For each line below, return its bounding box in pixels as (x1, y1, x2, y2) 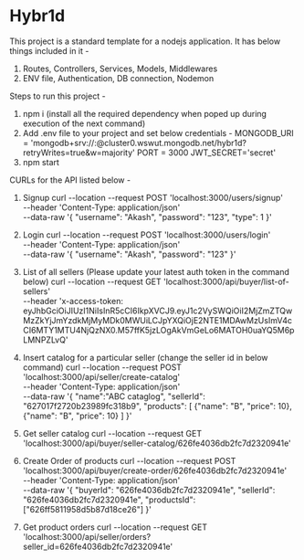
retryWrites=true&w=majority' (22, 147, 135, 158)
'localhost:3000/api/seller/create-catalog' (22, 371, 181, 382)
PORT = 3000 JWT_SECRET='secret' (136, 147, 277, 158)
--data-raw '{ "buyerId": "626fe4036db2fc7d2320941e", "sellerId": (22, 484, 276, 495)
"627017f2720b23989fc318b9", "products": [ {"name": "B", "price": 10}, (22, 400, 292, 411)
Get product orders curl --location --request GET (22, 522, 208, 533)
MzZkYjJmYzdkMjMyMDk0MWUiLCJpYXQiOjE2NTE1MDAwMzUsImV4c (22, 314, 292, 325)
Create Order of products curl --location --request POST (22, 455, 236, 466)
